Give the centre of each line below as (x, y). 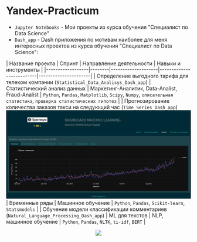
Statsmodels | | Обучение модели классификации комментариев (86, 209)
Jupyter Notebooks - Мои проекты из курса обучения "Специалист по (101, 27)
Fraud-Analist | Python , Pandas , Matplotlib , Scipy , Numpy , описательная (90, 95)
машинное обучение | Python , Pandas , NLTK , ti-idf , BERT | (76, 222)
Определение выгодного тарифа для (142, 76)
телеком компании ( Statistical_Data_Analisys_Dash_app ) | (79, 82)
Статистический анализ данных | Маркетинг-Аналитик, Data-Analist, (92, 88)
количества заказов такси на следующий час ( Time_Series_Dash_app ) (92, 107)
